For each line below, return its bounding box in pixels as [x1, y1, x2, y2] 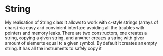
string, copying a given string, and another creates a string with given [5, 35, 145, 41]
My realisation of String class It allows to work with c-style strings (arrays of [5, 19, 159, 25]
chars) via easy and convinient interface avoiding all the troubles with [5, 24, 145, 30]
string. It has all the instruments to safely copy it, [5, 45, 103, 51]
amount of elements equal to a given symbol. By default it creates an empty [5, 40, 157, 46]
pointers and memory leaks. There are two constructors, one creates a [5, 30, 147, 36]
